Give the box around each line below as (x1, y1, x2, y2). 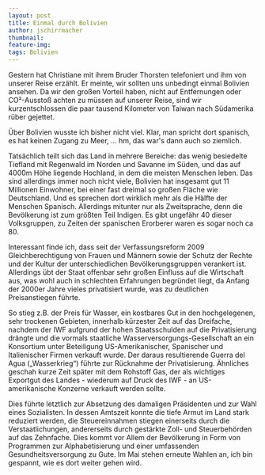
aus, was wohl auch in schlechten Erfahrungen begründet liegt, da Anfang (8, 276, 250, 285)
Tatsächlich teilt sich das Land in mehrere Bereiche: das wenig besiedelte (8, 151, 248, 161)
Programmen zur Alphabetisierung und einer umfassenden (8, 441, 199, 450)
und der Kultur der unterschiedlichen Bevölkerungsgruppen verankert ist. (8, 259, 247, 268)
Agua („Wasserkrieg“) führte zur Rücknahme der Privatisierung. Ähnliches (8, 359, 249, 368)
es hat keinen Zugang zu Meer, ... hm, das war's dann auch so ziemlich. (8, 136, 242, 145)
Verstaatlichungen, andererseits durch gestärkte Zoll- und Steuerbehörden (8, 424, 252, 434)
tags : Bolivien (8, 48, 59, 56)
